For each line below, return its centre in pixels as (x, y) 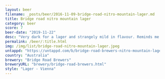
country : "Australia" (27, 55)
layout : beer (18, 10)
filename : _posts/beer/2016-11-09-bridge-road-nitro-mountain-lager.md (80, 14)
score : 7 (14, 28)
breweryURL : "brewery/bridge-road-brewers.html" (56, 64)
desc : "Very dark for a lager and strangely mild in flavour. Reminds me (82, 37)
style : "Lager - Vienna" (30, 69)
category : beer (21, 23)
